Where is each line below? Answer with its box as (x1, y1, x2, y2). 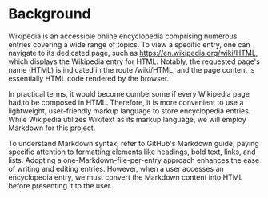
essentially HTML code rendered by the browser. (8, 73, 170, 83)
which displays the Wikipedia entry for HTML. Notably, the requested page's (8, 57, 260, 66)
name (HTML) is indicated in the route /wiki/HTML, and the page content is (8, 65, 255, 74)
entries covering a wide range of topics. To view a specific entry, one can (8, 39, 250, 49)
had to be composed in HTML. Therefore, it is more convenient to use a (8, 97, 244, 107)
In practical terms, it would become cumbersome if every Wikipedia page (8, 89, 250, 98)
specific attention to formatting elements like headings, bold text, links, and (8, 147, 256, 156)
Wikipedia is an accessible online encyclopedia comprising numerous (8, 31, 238, 41)
